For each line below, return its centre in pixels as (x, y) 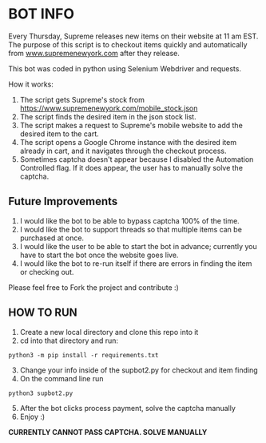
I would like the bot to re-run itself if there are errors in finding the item (136, 263)
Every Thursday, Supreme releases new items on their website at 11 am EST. (133, 36)
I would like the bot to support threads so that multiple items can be (131, 229)
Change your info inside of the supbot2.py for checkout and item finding (139, 370)
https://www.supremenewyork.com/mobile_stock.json (109, 108)
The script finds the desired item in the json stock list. (108, 116)
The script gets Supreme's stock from (82, 99)
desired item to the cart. (60, 134)
